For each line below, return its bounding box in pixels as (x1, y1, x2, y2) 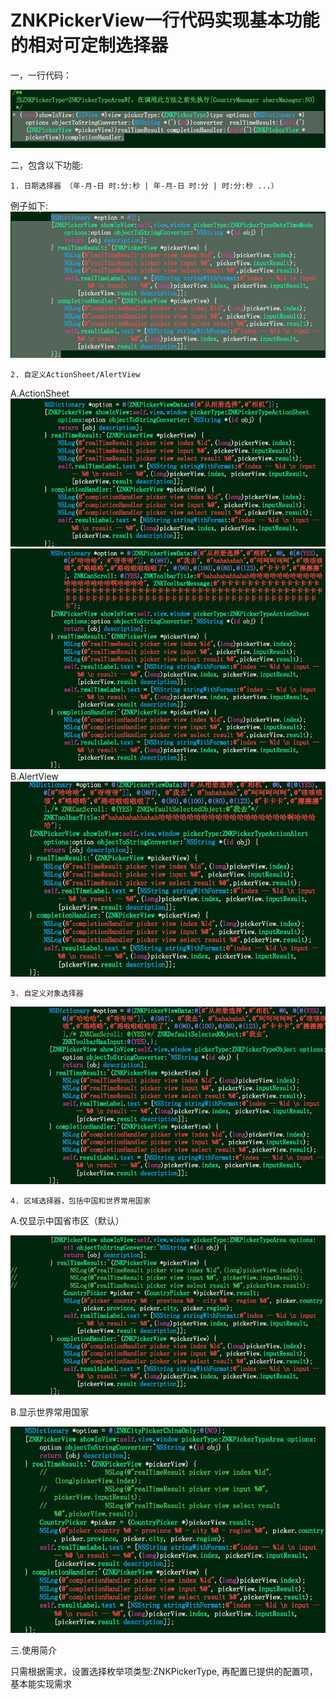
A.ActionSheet (10, 387, 70, 399)
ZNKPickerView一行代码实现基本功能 (10, 9, 320, 32)
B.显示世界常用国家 (10, 1406, 90, 1418)
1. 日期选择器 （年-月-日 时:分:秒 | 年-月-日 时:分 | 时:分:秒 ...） (10, 181, 279, 191)
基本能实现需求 (10, 1677, 72, 1690)
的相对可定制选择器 (10, 34, 169, 57)
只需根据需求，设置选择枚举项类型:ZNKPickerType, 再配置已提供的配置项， (10, 1665, 318, 1677)
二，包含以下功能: (10, 159, 84, 171)
